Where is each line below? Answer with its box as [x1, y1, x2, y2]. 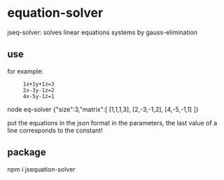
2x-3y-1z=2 [22, 86, 55, 94]
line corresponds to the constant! [7, 126, 103, 134]
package [7, 146, 47, 158]
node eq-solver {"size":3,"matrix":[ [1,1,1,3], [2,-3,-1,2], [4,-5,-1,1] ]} [7, 105, 199, 113]
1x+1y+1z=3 [22, 81, 55, 88]
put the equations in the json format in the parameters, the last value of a [7, 118, 218, 127]
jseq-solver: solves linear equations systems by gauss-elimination [7, 28, 198, 36]
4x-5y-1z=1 [22, 92, 55, 99]
